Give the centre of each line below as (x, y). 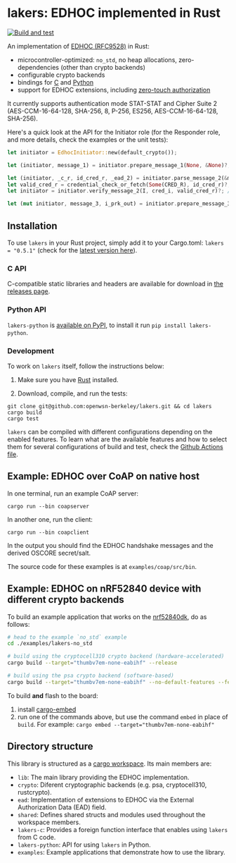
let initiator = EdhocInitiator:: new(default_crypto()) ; (92, 152)
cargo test (23, 418)
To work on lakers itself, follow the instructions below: (86, 366)
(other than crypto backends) (103, 67)
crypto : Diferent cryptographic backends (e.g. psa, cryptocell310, (112, 785)
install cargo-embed (47, 709)
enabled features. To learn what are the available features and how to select (117, 439)
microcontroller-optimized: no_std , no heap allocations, (97, 60)
